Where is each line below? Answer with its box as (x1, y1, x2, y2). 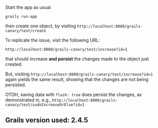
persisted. (5, 82, 26, 88)
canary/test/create (5, 28, 46, 33)
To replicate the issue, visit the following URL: (5, 37, 100, 43)
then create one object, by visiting (5, 23, 76, 29)
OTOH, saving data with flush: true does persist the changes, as (5, 92, 142, 98)
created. (5, 61, 23, 67)
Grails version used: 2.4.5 (5, 116, 88, 124)
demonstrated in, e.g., (5, 97, 51, 103)
